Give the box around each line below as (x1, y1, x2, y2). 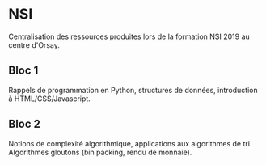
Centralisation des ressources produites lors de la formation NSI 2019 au (8, 32, 251, 41)
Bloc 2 (8, 117, 41, 131)
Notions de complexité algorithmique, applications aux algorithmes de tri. (8, 138, 252, 148)
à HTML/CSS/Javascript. (8, 94, 91, 104)
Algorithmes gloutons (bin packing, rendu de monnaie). (8, 147, 192, 157)
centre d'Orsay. (8, 40, 61, 49)
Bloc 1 (8, 64, 39, 78)
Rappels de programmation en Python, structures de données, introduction (8, 85, 258, 95)
